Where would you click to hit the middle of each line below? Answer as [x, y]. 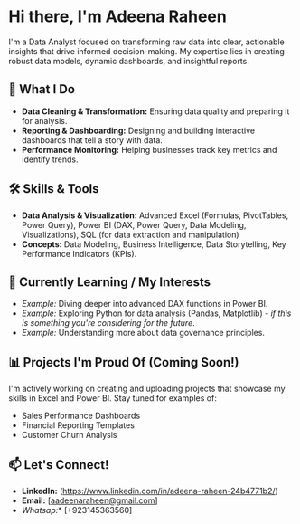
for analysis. [44, 120]
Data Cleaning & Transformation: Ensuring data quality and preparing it [155, 111]
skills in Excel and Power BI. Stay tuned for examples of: [113, 398]
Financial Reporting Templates [78, 425]
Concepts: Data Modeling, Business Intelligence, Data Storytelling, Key [154, 244]
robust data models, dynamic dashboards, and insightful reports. [129, 61]
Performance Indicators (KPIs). [79, 253]
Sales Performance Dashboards [81, 416]
